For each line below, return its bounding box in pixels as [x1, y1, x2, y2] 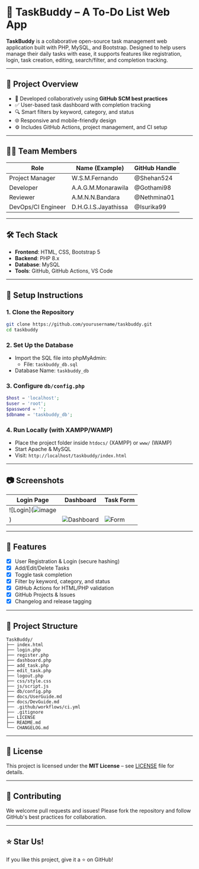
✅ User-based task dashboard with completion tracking [14, 101, 151, 108]
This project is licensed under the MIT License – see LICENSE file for [6, 762, 175, 769]
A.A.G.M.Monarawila [71, 183, 129, 191]
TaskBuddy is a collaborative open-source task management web [6, 37, 168, 44]
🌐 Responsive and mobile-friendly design [14, 117, 117, 124]
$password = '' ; [6, 406, 46, 413]
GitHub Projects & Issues [14, 591, 76, 598]
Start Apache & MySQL [14, 446, 72, 453]
